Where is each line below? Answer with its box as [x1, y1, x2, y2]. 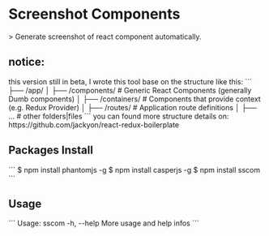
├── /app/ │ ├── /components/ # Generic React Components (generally [8, 85, 252, 95]
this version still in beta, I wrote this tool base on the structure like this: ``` [8, 76, 253, 86]
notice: [8, 55, 45, 69]
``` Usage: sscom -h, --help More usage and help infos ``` [8, 218, 200, 228]
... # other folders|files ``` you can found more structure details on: [8, 111, 229, 121]
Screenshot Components [8, 5, 181, 24]
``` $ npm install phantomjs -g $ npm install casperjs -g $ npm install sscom [8, 165, 261, 174]
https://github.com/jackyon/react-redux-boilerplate [8, 119, 180, 130]
